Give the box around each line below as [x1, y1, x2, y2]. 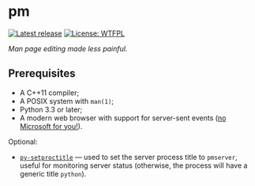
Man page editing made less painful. [8, 44, 128, 53]
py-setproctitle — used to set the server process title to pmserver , [19, 152, 238, 161]
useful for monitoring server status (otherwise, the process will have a [19, 161, 248, 170]
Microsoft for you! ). [19, 121, 83, 131]
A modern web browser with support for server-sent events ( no [19, 113, 227, 123]
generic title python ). [19, 169, 87, 178]
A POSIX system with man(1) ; [19, 96, 114, 105]
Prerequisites [8, 66, 76, 81]
